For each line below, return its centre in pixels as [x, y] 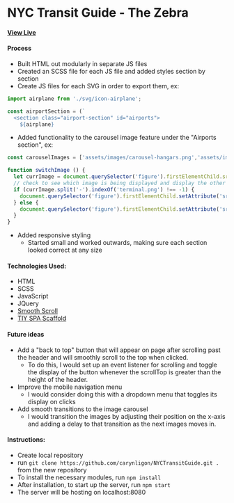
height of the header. [58, 379]
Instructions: [26, 440]
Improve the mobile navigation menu [70, 387]
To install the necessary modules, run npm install [89, 477]
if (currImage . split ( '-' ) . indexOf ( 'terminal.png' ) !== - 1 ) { [104, 189]
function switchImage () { [46, 170]
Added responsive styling [54, 235]
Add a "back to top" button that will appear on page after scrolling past [119, 350]
